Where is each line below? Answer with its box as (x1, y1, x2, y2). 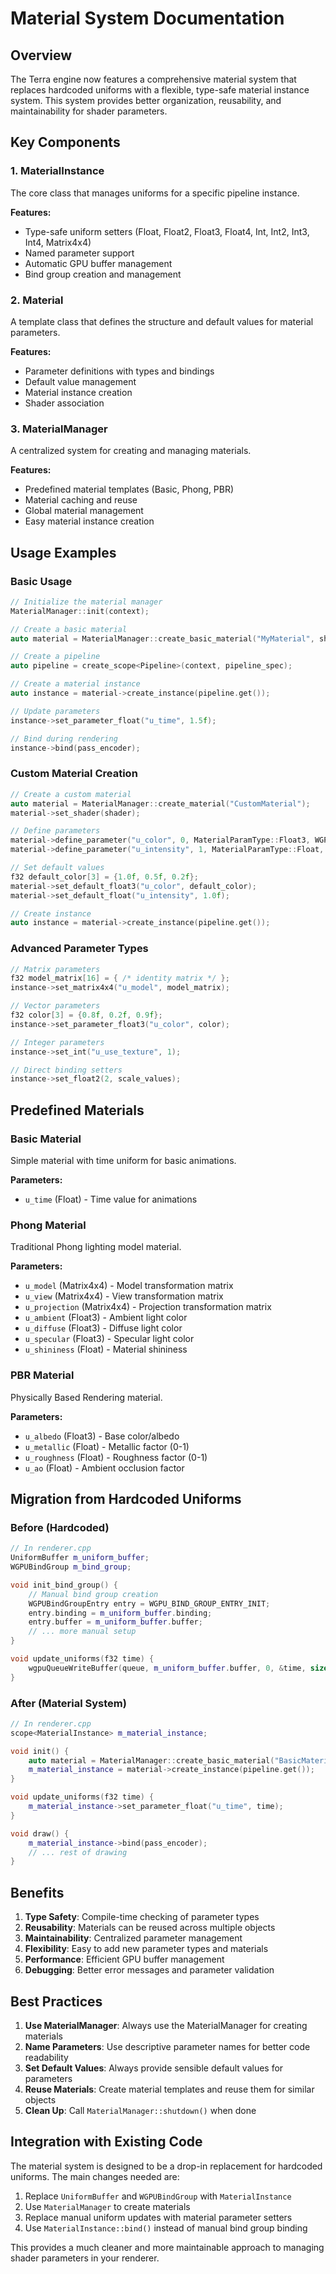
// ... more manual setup (28, 1627, 137, 1637)
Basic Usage (10, 574, 73, 588)
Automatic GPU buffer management (24, 257, 173, 269)
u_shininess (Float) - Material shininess (24, 1343, 188, 1356)
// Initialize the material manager (10, 597, 163, 607)
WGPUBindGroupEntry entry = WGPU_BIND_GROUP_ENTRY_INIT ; (28, 1598, 271, 1609)
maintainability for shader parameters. (10, 105, 168, 117)
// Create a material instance (10, 679, 141, 689)
